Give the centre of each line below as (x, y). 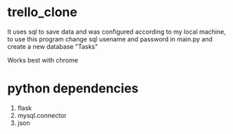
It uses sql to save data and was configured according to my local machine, (117, 32)
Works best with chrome (43, 60)
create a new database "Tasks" (53, 46)
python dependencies (73, 89)
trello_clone (42, 12)
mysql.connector (42, 115)
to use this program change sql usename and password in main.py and (110, 39)
